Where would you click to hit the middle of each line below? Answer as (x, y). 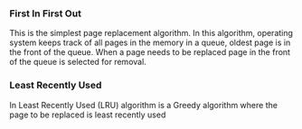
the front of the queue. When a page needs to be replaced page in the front (150, 52)
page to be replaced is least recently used (88, 115)
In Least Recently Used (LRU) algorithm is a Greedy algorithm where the (144, 105)
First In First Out (45, 14)
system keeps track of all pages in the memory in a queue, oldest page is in (150, 42)
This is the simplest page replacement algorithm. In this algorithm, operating (151, 33)
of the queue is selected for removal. (78, 62)
